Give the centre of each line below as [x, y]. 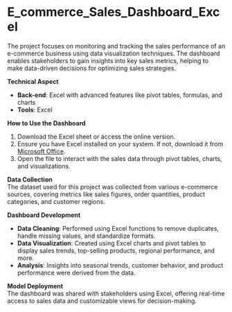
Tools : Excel [35, 110]
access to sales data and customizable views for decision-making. [102, 301]
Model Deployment [35, 286]
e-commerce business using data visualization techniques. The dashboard [114, 53]
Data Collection [30, 179]
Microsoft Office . [41, 151]
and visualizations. [44, 166]
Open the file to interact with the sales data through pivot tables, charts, [120, 158]
